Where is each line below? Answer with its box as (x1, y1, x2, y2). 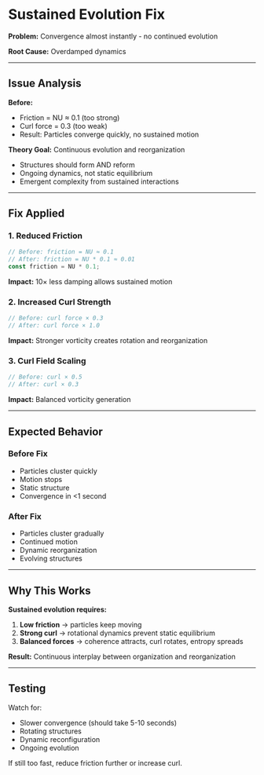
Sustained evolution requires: (8, 605, 108, 614)
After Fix (8, 510, 42, 521)
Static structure (19, 483, 70, 492)
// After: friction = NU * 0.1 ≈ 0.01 (8, 255, 135, 264)
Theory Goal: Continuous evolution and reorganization (8, 144, 185, 154)
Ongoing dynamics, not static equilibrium (19, 168, 153, 177)
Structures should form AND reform (19, 159, 135, 170)
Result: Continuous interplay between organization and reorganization (8, 652, 236, 661)
